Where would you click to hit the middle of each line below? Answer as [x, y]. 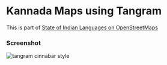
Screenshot [23, 43]
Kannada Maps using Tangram [84, 11]
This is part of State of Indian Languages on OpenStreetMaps [82, 27]
